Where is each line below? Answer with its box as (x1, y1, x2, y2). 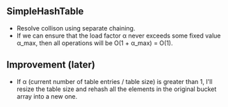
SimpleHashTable (6, 6, 84, 17)
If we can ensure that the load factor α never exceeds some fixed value (16, 31, 221, 40)
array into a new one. (16, 92, 78, 100)
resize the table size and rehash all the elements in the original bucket (16, 85, 217, 93)
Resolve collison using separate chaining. (16, 24, 136, 32)
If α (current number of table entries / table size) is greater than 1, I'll (16, 77, 213, 85)
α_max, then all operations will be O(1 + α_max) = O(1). (16, 38, 173, 47)
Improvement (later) (6, 59, 95, 71)
